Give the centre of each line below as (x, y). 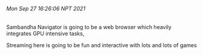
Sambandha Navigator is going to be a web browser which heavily (89, 27)
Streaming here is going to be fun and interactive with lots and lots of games (101, 45)
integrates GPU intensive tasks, (45, 34)
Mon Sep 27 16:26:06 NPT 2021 (46, 8)
